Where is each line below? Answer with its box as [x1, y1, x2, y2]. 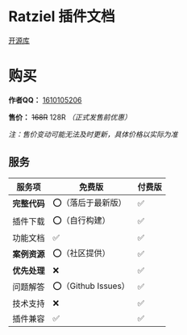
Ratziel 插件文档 [8, 7, 115, 26]
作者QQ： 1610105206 [8, 94, 82, 105]
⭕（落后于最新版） [52, 197, 127, 208]
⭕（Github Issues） [52, 280, 131, 291]
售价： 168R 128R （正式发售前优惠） [8, 112, 131, 122]
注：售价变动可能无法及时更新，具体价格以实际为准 [8, 129, 178, 139]
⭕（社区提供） [52, 247, 110, 258]
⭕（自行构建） [52, 215, 110, 226]
